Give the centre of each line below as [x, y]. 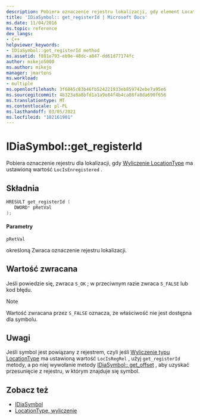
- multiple [20, 84]
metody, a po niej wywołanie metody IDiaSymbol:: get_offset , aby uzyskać [98, 365]
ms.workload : [22, 78]
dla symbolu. [22, 319]
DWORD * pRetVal [33, 207]
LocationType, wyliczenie [46, 411]
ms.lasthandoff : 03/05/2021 [41, 112]
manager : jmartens [29, 73]
